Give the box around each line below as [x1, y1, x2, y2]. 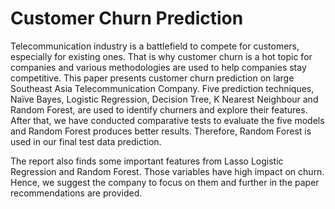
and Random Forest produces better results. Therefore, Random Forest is [10, 125, 312, 137]
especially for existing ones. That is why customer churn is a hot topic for [10, 50, 313, 62]
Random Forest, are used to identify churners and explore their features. [10, 103, 308, 116]
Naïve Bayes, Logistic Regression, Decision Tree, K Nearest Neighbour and [10, 93, 319, 105]
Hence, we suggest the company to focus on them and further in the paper [10, 176, 320, 188]
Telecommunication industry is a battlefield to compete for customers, [10, 40, 300, 52]
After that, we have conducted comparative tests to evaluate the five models [10, 114, 325, 126]
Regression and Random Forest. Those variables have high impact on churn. [10, 165, 325, 177]
